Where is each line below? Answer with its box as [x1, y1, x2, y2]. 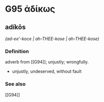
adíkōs [5, 23, 26, 31]
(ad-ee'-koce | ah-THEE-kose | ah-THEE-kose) [5, 36, 100, 41]
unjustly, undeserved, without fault [12, 68, 82, 74]
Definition [5, 48, 29, 55]
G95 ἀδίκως [5, 3, 55, 15]
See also [5, 81, 26, 87]
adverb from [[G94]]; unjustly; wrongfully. [5, 59, 89, 65]
